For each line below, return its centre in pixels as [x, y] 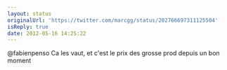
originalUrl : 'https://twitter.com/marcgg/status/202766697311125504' [113, 20]
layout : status [30, 14]
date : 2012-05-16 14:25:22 [47, 33]
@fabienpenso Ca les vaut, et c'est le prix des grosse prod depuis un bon [113, 53]
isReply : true [28, 27]
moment [19, 61]
